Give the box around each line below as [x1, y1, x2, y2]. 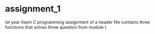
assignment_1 [5, 3, 61, 14]
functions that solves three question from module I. [5, 24, 107, 30]
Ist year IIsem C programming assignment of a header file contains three [5, 19, 150, 25]
